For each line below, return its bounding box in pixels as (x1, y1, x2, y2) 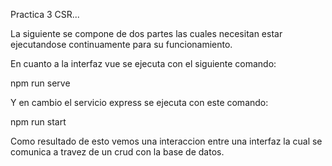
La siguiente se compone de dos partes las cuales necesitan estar (10, 28, 283, 39)
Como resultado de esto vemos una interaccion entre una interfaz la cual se (10, 135, 323, 147)
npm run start (10, 116, 67, 128)
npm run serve (10, 77, 71, 89)
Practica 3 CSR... (10, 9, 80, 20)
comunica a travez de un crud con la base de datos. (10, 146, 225, 158)
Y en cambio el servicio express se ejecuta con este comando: (10, 97, 269, 108)
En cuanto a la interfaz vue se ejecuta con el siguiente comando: (10, 58, 277, 69)
